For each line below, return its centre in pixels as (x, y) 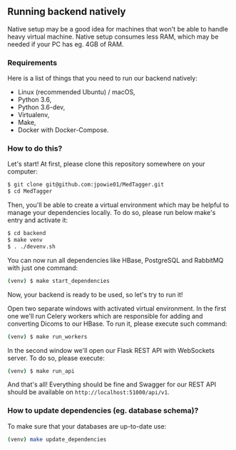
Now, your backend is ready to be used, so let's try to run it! (95, 294)
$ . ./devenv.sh (31, 246)
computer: (22, 171)
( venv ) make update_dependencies (57, 439)
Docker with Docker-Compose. (63, 130)
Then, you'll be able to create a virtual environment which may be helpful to (118, 205)
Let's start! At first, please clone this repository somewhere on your (106, 164)
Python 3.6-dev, (41, 107)
